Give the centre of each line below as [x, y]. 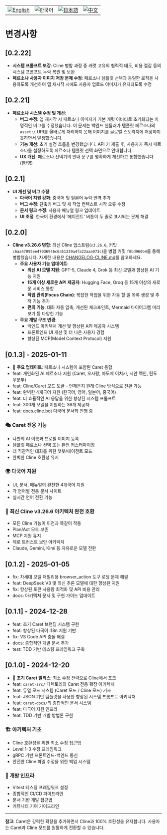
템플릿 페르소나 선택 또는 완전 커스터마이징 [54, 445]
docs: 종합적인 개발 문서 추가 [41, 643]
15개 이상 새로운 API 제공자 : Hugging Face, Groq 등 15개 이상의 [89, 282]
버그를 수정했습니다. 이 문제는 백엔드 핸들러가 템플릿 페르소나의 [94, 125]
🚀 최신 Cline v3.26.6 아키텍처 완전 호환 [50, 511]
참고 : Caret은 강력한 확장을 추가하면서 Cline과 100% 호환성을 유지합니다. [76, 822]
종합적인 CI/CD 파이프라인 [38, 794]
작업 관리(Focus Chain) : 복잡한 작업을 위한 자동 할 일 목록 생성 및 [91, 295]
